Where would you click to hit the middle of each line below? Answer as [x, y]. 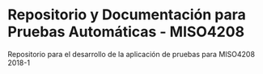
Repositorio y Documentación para [127, 15]
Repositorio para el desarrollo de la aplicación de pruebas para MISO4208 [131, 54]
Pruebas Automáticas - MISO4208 [126, 32]
